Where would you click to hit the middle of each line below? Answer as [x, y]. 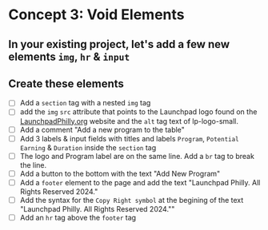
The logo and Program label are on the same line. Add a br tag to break [137, 156]
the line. [33, 165]
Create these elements [66, 83]
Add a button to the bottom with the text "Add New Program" [120, 173]
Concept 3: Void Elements [96, 15]
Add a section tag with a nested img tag [85, 103]
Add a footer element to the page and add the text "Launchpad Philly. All [140, 182]
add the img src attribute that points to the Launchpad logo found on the [138, 112]
